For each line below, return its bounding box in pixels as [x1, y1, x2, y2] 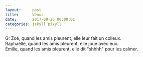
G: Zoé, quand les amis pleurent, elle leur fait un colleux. [5, 35, 121, 41]
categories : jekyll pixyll [5, 21, 62, 27]
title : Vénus [5, 12, 44, 17]
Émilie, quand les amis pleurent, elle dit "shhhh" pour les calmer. [5, 46, 138, 52]
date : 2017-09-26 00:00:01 [5, 17, 75, 22]
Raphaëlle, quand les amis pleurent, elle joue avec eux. [5, 41, 119, 47]
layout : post [5, 7, 42, 13]
